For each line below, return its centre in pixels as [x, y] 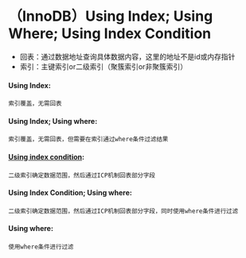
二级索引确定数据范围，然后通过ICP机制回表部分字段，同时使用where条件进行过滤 [123, 211]
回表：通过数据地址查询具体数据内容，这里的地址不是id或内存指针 [127, 56]
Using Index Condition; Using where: [70, 193]
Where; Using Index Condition [110, 34]
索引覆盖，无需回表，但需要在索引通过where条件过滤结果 [88, 140]
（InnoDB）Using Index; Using [111, 16]
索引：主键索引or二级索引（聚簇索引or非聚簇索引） [103, 66]
